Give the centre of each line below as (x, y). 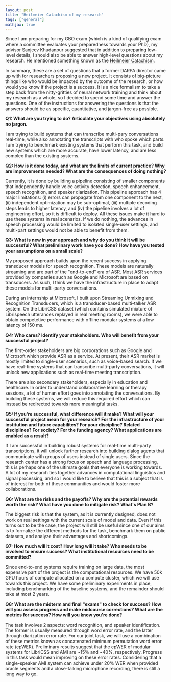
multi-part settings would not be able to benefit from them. (67, 230)
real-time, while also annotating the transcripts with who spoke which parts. (85, 139)
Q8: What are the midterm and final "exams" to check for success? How (83, 604)
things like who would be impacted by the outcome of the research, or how (84, 81)
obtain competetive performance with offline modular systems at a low (80, 320)
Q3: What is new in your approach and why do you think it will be (75, 240)
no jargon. (16, 124)
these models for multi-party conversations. (52, 288)
